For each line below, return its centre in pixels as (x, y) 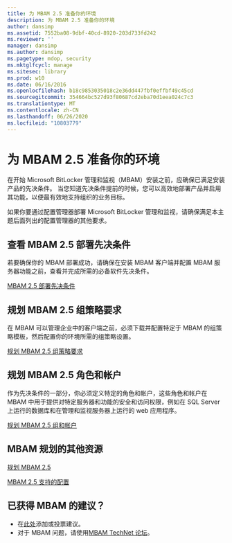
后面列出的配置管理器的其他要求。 (62, 221)
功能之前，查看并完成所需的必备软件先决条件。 (86, 271)
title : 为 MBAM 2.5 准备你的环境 (52, 14)
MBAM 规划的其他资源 (55, 449)
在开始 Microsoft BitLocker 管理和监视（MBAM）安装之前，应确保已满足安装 (116, 180)
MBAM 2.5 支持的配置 (38, 481)
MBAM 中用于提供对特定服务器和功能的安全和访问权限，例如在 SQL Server (114, 402)
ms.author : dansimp (35, 53)
